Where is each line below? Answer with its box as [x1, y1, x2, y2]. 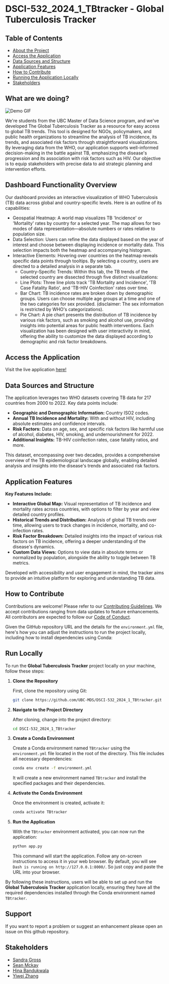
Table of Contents [5, 34, 63, 43]
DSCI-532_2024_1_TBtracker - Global [5, 3, 164, 15]
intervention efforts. [5, 166, 46, 172]
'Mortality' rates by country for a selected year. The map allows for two [12, 220, 160, 226]
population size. [12, 231, 46, 237]
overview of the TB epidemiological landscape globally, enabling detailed [5, 457, 157, 463]
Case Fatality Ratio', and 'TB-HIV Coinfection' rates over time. [20, 285, 148, 291]
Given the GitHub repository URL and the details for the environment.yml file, [5, 623, 164, 629]
